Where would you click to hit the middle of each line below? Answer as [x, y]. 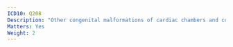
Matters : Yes [26, 26]
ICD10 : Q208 [24, 13]
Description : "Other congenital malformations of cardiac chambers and [113, 20]
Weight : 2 [21, 33]
